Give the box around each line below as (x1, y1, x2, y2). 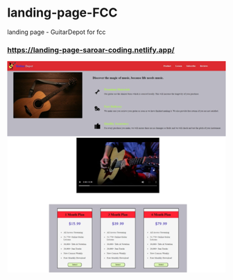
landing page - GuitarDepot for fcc (7, 28, 106, 36)
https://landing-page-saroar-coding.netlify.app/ (7, 45, 175, 55)
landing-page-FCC (7, 5, 118, 21)
